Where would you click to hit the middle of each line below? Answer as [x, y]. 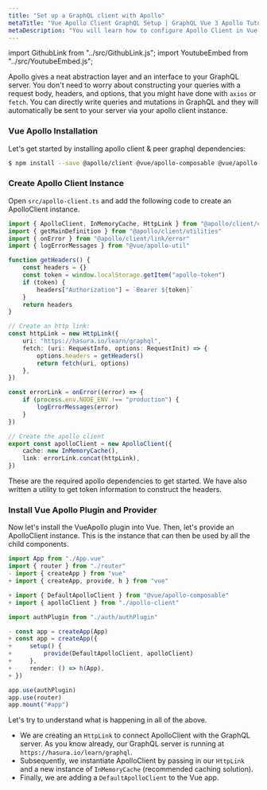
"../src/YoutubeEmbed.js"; [51, 61]
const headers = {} [55, 268]
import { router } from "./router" [67, 566]
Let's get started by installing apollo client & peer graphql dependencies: [127, 149]
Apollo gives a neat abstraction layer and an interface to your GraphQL [124, 77]
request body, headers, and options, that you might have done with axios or [132, 94]
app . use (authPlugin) [43, 690]
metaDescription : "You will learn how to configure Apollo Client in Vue [133, 30]
